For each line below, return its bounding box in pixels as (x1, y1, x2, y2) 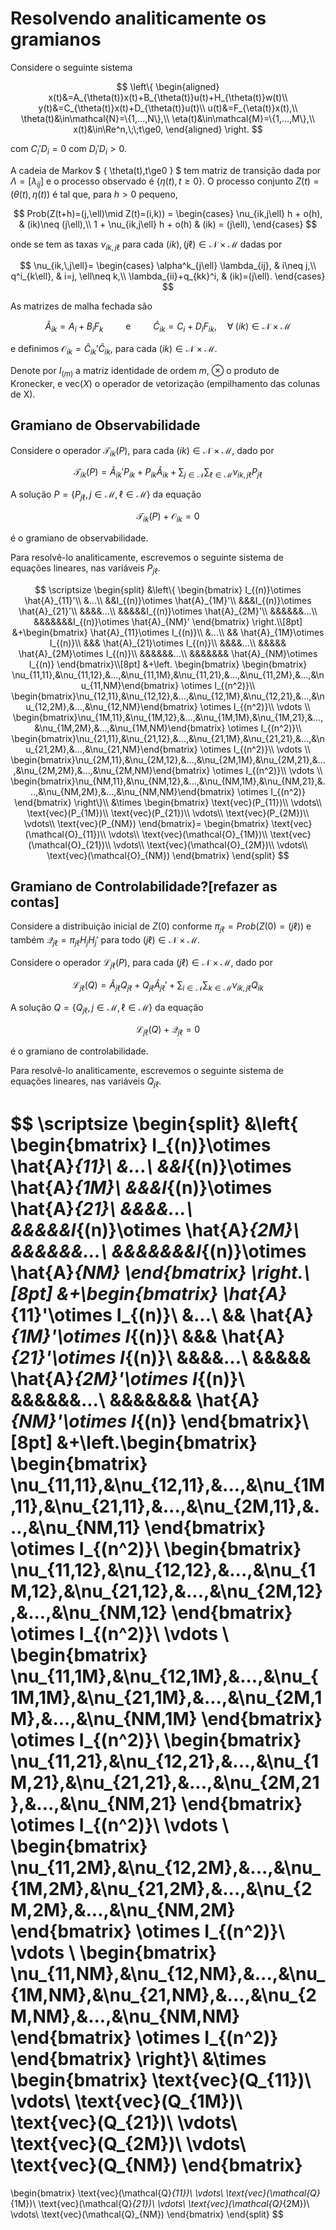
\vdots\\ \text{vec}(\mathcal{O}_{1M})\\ (108, 828, 268, 840)
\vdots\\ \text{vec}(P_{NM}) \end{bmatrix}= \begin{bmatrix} (23, 817, 270, 829)
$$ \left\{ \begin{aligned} (116, 80, 220, 92)
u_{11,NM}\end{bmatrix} (80, 679, 180, 691)
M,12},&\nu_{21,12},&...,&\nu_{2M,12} (10, 1580, 324, 1603)
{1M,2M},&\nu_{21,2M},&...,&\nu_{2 (10, 1878, 313, 1901)
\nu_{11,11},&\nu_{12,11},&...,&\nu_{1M (10, 1474, 325, 1497)
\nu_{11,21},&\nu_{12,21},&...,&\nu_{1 (10, 1750, 320, 1773)
